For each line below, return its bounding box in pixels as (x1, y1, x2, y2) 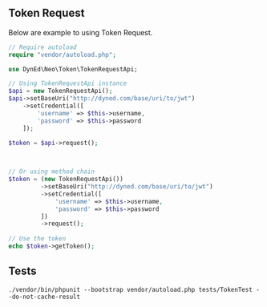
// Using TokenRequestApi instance (8, 79, 127, 87)
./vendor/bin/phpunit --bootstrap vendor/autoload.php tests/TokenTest (8, 285, 253, 293)
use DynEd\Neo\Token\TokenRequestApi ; (8, 65, 138, 73)
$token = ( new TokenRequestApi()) (8, 176, 124, 184)
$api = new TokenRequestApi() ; (8, 87, 113, 95)
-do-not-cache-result (8, 293, 81, 301)
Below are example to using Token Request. (8, 27, 153, 37)
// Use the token (8, 235, 67, 243)
